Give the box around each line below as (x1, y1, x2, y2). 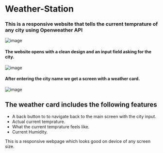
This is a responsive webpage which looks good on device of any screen (5, 138, 151, 144)
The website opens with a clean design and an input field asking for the (5, 49, 152, 55)
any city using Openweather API (5, 27, 83, 33)
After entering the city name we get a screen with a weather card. (5, 76, 140, 82)
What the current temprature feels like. (12, 123, 90, 129)
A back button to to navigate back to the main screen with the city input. (12, 113, 157, 119)
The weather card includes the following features (5, 101, 158, 109)
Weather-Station (5, 3, 74, 15)
